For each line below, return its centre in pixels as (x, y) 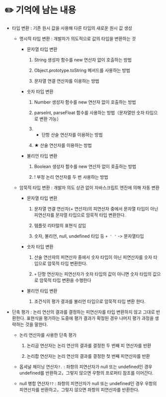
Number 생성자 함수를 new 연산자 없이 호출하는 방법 (85, 102)
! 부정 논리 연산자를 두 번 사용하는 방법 (71, 177)
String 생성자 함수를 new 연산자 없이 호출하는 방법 (83, 60)
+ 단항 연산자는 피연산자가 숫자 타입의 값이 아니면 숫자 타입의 (93, 274)
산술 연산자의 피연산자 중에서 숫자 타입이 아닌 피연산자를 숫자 (93, 257)
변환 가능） (50, 119)
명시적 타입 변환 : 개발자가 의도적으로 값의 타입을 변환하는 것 (78, 38)
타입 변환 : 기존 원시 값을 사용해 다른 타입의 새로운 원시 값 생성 (72, 28)
